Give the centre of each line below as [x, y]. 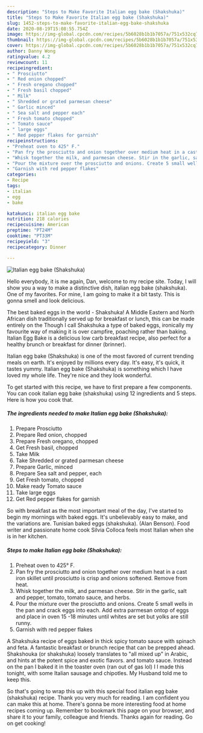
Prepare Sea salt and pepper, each [58, 474]
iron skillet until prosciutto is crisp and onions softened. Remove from [101, 578]
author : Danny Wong [31, 51]
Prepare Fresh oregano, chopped [57, 442]
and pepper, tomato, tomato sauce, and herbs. [73, 597]
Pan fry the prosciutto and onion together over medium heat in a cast [101, 572]
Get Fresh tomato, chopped [49, 480]
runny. [23, 623]
